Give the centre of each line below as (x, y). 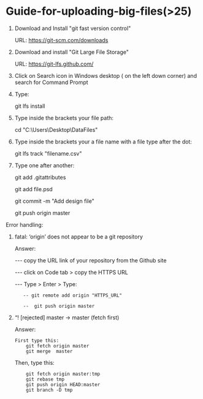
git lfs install (30, 106)
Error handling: (25, 224)
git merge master (49, 351)
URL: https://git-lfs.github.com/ (54, 64)
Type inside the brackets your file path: (64, 118)
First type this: (37, 340)
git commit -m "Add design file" (54, 201)
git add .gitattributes (40, 177)
